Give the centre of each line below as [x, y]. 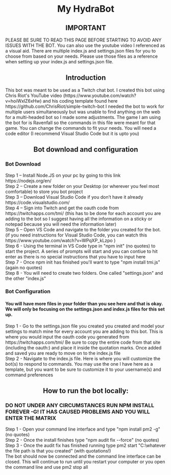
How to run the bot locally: [86, 391]
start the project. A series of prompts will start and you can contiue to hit [82, 251]
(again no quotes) [24, 267]
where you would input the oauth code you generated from [67, 337]
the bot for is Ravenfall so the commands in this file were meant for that [80, 123]
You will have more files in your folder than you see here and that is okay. [84, 304]
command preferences [29, 375]
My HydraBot [86, 9]
